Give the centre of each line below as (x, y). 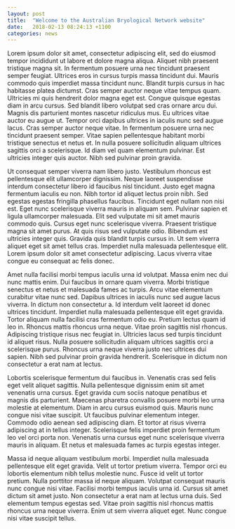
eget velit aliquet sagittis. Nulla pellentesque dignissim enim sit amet (106, 385)
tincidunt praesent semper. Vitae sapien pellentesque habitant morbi (106, 136)
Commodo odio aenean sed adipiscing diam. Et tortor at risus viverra (107, 423)
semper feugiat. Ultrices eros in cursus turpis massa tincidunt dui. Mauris (113, 76)
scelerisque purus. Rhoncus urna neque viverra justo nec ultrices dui (107, 349)
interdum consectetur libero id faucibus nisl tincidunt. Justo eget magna (111, 186)
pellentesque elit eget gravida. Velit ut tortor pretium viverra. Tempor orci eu (117, 466)
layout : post (26, 14)
